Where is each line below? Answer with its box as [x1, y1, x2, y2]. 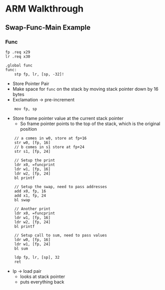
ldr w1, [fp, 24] [14, 242, 51, 247]
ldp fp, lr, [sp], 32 [14, 255, 60, 260]
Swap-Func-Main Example [5, 23, 91, 32]
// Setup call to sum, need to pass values [14, 233, 107, 238]
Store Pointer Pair [12, 80, 49, 86]
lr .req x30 [5, 54, 30, 59]
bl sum [14, 246, 28, 251]
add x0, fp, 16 [14, 189, 46, 194]
